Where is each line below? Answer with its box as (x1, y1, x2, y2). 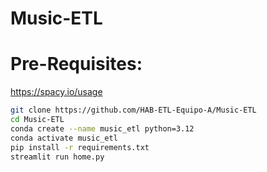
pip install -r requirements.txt (10, 142, 150, 152)
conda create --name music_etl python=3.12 (10, 123, 195, 134)
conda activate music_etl (10, 133, 118, 143)
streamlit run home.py (10, 152, 105, 162)
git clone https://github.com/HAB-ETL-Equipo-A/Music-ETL (10, 105, 257, 116)
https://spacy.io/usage (10, 86, 103, 98)
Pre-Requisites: (10, 53, 143, 76)
